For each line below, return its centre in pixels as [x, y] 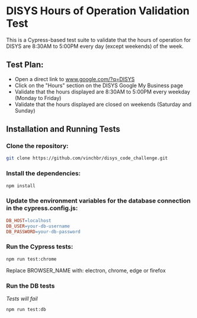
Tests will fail [22, 298]
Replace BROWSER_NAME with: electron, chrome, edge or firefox [86, 270]
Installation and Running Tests [63, 129]
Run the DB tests [30, 285]
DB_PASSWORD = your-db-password [43, 232]
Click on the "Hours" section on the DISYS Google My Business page [99, 85]
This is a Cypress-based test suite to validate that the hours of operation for [98, 40]
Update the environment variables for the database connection [98, 201]
